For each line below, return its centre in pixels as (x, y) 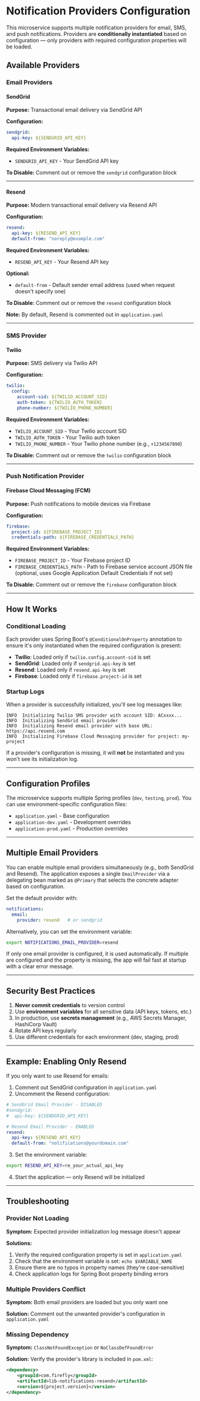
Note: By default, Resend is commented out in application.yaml (85, 314)
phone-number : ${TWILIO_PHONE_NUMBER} (65, 408)
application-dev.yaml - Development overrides (73, 822)
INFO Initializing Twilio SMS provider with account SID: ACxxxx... (94, 715)
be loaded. (19, 47)
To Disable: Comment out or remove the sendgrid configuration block (91, 173)
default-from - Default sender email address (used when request (95, 285)
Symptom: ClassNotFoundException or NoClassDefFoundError (80, 1348)
